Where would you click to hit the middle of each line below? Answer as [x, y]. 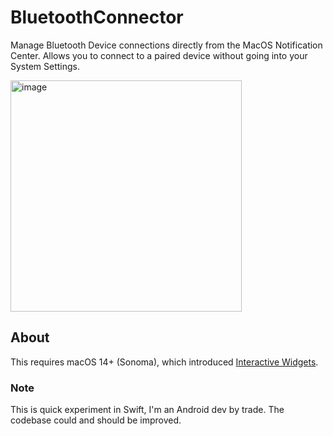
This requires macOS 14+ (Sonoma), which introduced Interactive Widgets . [164, 362]
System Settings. [45, 66]
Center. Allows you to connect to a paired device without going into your [159, 55]
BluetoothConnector [97, 17]
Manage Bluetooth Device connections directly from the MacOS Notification [166, 45]
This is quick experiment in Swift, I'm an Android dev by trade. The [147, 410]
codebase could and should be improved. [96, 420]
